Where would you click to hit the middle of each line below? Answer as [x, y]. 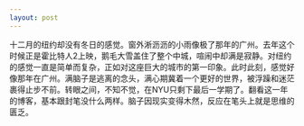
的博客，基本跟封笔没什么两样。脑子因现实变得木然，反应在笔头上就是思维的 [152, 101]
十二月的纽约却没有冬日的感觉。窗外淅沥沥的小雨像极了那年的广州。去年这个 [152, 44]
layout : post [34, 18]
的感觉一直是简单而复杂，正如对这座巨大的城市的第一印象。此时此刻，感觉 [148, 67]
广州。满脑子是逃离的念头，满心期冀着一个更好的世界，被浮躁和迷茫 [167, 78]
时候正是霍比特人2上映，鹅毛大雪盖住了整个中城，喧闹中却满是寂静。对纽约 [151, 56]
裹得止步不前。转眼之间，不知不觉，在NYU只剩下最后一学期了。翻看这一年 [149, 89]
